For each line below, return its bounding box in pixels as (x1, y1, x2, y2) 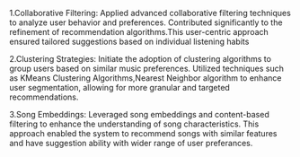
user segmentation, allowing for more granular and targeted (9, 83, 231, 92)
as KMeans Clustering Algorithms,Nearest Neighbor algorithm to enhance (9, 73, 282, 83)
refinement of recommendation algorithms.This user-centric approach (9, 27, 269, 37)
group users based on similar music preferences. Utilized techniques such (9, 63, 285, 74)
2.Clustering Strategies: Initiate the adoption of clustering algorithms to (9, 54, 272, 64)
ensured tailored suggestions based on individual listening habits (9, 36, 250, 47)
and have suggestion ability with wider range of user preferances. (9, 138, 253, 148)
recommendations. (9, 92, 79, 102)
